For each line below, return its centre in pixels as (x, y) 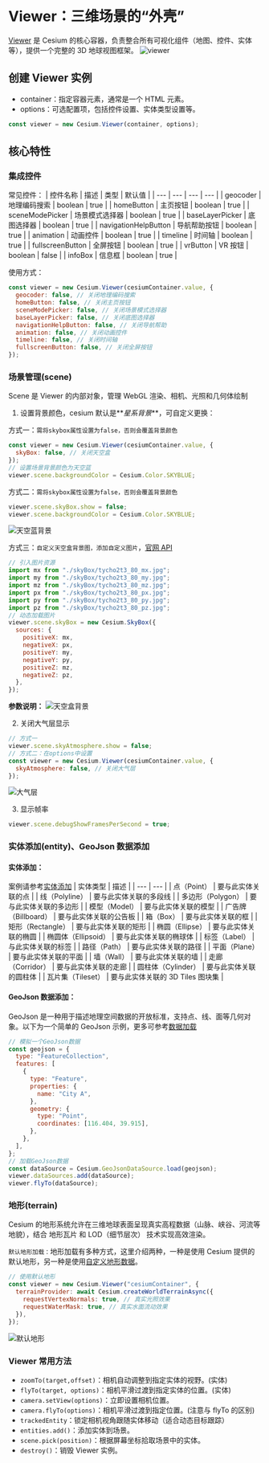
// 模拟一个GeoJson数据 (44, 1041)
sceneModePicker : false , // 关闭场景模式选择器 (91, 310)
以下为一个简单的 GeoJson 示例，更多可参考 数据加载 (109, 1026)
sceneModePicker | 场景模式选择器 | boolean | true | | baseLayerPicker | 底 (132, 215)
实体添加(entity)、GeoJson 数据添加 (79, 847)
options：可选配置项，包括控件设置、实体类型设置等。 (110, 108)
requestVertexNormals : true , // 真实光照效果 (96, 1300)
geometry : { (49, 1109)
